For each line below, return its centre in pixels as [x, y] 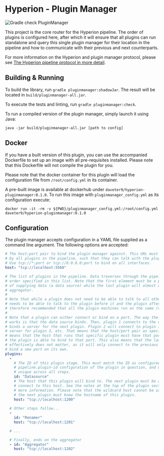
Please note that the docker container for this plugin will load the [70, 174]
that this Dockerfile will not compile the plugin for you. [59, 165]
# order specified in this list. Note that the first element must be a [81, 281]
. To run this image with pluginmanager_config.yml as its [103, 194]
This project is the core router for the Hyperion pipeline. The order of [74, 32]
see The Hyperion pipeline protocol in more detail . [55, 62]
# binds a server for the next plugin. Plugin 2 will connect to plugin [81, 327]
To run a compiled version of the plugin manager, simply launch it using [77, 114]
